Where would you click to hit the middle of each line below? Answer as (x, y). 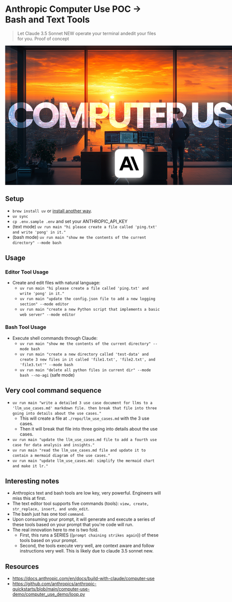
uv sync (20, 217)
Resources (22, 567)
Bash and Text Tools (48, 20)
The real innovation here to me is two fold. (55, 530)
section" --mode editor (44, 304)
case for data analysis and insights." (54, 445)
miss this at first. (29, 498)
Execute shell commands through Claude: (55, 338)
